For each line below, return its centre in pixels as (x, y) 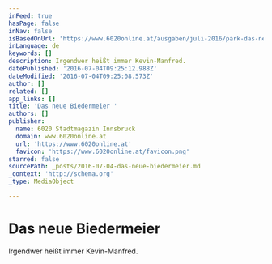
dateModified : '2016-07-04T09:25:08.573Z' (81, 76)
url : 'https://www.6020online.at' (74, 144)
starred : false (34, 159)
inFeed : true (30, 16)
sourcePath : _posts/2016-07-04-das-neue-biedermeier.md (104, 167)
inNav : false (30, 31)
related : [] (28, 91)
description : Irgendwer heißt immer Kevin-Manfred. (97, 62)
